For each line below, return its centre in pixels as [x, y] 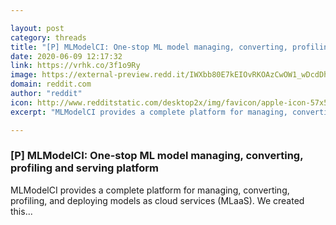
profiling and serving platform [84, 168]
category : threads [48, 37]
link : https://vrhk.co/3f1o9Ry [75, 66]
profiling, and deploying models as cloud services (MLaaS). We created [157, 200]
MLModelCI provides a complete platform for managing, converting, [150, 190]
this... [21, 211]
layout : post [37, 28]
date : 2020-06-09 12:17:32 [66, 56]
